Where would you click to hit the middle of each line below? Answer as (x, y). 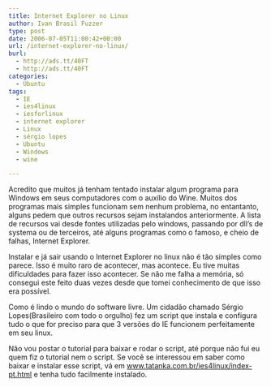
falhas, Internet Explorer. (49, 241)
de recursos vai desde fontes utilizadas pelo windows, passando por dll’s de (136, 224)
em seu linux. (31, 333)
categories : (28, 76)
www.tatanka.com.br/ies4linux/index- (190, 366)
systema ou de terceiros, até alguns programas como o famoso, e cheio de (134, 233)
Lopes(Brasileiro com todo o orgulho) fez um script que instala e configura (133, 316)
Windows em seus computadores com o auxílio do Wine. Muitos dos (123, 198)
